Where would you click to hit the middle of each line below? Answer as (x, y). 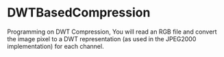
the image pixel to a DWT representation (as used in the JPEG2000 (102, 38)
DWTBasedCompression (79, 13)
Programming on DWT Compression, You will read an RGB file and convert (112, 32)
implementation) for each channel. (55, 46)
